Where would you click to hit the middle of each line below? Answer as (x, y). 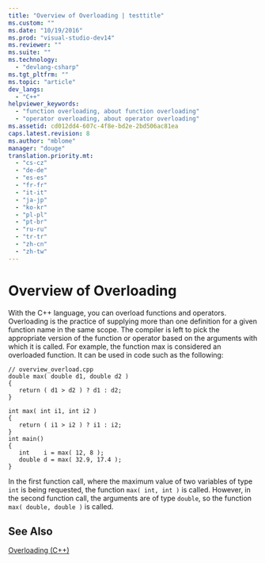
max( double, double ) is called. (61, 506)
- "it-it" (31, 192)
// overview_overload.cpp (51, 370)
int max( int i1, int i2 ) (53, 411)
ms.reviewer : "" (35, 45)
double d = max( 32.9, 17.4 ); (70, 460)
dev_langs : (26, 89)
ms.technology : (33, 60)
